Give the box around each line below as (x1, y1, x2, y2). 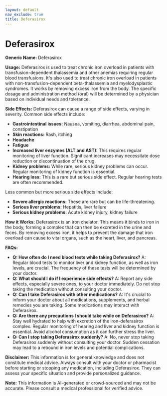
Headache (12, 137, 35, 143)
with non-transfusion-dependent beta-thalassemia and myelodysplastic (5, 80, 153, 86)
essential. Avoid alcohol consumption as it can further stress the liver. (12, 328, 156, 335)
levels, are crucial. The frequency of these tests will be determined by (12, 265, 156, 271)
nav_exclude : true (5, 12, 43, 17)
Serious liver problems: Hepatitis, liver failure (12, 204, 107, 210)
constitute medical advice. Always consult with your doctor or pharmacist (5, 359, 157, 365)
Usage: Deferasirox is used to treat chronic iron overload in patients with (5, 64, 155, 70)
